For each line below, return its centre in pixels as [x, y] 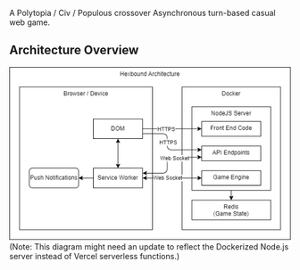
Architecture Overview [74, 50]
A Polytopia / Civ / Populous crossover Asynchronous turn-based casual [142, 13]
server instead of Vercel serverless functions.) [95, 256]
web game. [30, 22]
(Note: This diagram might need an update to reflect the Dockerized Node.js [149, 246]
